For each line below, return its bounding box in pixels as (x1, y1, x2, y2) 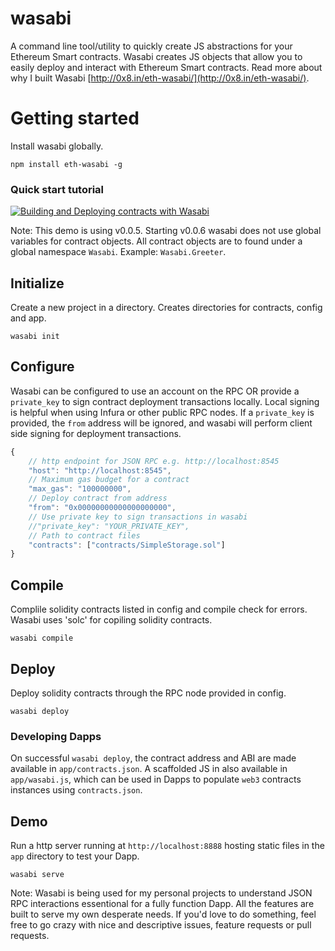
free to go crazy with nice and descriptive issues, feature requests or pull (10, 919, 312, 931)
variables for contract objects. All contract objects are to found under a (10, 235, 303, 247)
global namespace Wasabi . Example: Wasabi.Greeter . (10, 246, 227, 258)
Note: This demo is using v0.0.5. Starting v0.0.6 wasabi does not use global (10, 225, 322, 237)
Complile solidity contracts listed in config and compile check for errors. (10, 603, 308, 616)
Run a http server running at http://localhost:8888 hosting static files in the (10, 840, 325, 852)
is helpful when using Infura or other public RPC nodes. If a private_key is (10, 406, 315, 418)
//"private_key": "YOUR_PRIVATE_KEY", (28, 521, 190, 531)
